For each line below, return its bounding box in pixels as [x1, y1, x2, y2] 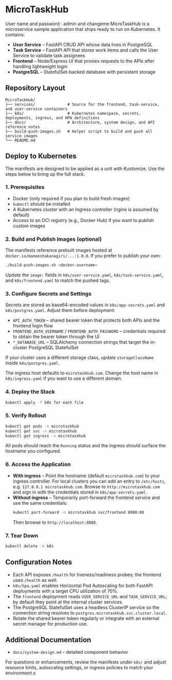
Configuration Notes [5, 558, 72, 566]
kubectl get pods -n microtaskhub [5, 424, 80, 429]
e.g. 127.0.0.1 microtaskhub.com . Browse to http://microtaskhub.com [12, 483, 160, 489]
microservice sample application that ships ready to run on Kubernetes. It [5, 26, 161, 32]
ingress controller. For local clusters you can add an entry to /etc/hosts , [12, 478, 166, 484]
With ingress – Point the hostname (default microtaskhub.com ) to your [12, 472, 160, 479]
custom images [12, 223, 46, 229]
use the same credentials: [12, 500, 68, 506]
